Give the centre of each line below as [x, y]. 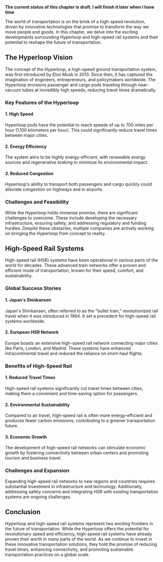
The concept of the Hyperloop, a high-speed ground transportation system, [81, 69]
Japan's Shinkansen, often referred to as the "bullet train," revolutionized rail [82, 311]
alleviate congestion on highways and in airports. [54, 190]
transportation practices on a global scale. [47, 555]
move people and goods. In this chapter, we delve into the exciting [72, 32]
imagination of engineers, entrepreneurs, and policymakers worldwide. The [80, 79]
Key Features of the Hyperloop [42, 103]
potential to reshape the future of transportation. [54, 42]
